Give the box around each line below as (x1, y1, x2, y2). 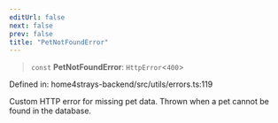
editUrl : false (9, 12, 66, 22)
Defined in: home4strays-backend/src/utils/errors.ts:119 (9, 79, 213, 89)
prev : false (9, 29, 53, 38)
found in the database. (9, 105, 91, 116)
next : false (9, 21, 53, 30)
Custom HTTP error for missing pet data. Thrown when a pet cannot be (9, 96, 270, 107)
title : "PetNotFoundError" (9, 37, 109, 47)
